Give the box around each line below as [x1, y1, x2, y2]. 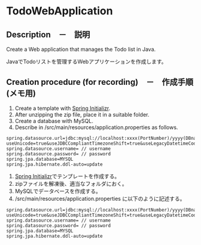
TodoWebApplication [6, 4, 113, 18]
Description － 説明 [6, 29, 90, 39]
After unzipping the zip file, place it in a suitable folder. [14, 111, 150, 118]
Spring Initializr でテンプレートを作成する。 [14, 172, 120, 180]
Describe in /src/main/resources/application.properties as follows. [14, 124, 178, 131]
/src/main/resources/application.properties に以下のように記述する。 [14, 195, 185, 202]
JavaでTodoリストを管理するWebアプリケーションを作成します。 [6, 58, 167, 65]
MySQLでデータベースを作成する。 [14, 187, 102, 195]
